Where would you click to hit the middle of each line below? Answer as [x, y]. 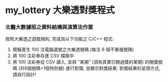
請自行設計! [24, 74]
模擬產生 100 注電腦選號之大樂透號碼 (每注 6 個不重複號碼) [73, 49]
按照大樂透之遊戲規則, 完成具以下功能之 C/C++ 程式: [60, 39]
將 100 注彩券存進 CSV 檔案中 [43, 56]
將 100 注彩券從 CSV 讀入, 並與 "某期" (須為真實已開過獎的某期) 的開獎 [85, 62]
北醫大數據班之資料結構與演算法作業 [49, 27]
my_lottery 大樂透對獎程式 [60, 10]
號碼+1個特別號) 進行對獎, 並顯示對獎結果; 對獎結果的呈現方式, [96, 68]
